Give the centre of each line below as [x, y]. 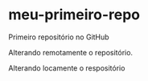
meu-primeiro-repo [74, 15]
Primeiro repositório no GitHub [59, 37]
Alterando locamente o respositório [67, 68]
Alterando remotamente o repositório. [71, 52]
